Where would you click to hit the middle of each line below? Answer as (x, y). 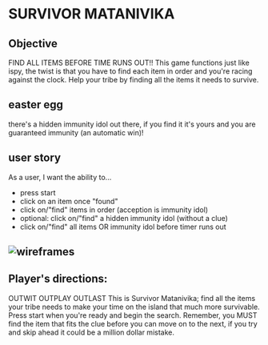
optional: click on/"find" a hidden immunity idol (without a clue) (124, 218)
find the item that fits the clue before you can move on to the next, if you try (133, 323)
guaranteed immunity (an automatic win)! (76, 132)
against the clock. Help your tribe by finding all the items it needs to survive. (134, 80)
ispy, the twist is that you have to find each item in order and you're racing (130, 71)
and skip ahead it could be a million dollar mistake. (91, 332)
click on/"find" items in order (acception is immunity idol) (114, 210)
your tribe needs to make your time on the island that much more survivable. (134, 307)
